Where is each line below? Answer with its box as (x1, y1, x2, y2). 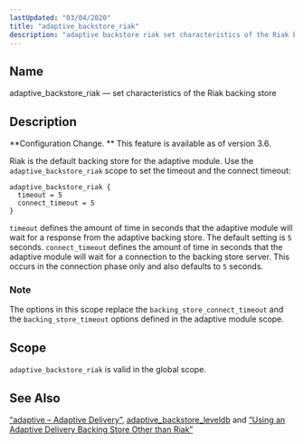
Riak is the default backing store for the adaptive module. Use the (9, 156, 254, 166)
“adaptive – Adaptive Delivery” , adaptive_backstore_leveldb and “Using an (9, 414, 286, 425)
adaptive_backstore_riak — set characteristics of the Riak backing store (9, 88, 277, 99)
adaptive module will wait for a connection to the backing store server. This (9, 251, 290, 262)
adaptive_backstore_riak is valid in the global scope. (9, 364, 206, 375)
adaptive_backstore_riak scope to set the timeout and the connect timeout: (9, 165, 291, 176)
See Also (9, 391, 61, 406)
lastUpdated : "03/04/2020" (9, 13, 111, 23)
